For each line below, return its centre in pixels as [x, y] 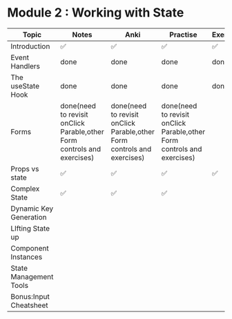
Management [32, 276]
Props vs [25, 168]
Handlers [25, 66]
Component [30, 248]
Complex [25, 188]
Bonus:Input [30, 296]
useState [25, 86]
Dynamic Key [32, 209]
